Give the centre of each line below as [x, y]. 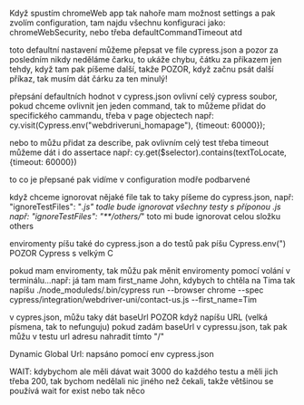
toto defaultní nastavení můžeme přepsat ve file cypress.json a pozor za [144, 50]
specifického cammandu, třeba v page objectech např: [112, 116]
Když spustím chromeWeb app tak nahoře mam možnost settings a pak [142, 13]
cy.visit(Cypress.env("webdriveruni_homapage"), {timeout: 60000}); [137, 125]
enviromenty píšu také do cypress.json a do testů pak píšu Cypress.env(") [148, 243]
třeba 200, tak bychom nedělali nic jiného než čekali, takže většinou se [142, 381]
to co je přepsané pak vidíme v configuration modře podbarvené [130, 179]
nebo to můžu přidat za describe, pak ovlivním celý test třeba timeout [139, 143]
